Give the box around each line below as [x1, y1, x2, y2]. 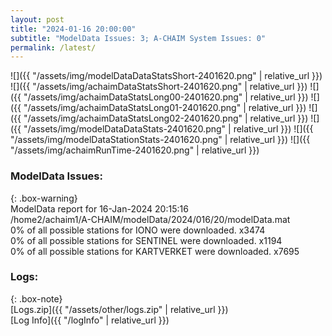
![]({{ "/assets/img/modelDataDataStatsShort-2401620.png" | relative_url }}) [10, 70, 323, 82]
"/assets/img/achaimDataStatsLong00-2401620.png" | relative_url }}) [23, 91, 309, 103]
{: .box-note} [10, 292, 63, 305]
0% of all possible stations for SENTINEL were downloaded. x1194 [10, 234, 283, 246]
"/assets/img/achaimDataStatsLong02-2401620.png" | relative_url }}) [23, 112, 309, 125]
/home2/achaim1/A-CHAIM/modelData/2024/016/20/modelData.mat [10, 213, 291, 225]
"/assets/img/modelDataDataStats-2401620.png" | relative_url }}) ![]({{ [23, 123, 314, 135]
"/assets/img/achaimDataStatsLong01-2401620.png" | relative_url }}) [23, 102, 307, 114]
